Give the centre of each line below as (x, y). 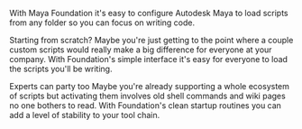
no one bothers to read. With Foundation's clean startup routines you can (146, 106)
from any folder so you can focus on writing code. (102, 23)
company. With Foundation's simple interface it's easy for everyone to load (149, 59)
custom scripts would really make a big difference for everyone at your (141, 50)
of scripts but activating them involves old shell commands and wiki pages (147, 96)
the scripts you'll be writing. (61, 69)
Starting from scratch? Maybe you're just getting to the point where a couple (151, 40)
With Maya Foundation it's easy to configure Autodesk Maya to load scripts (149, 13)
